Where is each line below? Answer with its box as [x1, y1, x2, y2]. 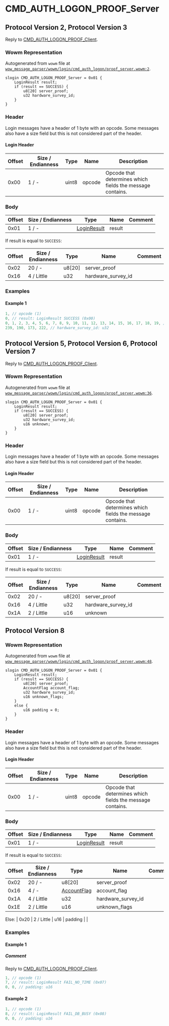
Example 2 [5, 995, 28, 1001]
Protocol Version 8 [5, 626, 65, 635]
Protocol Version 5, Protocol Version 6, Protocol [5, 339, 157, 348]
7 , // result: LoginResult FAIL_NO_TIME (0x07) [5, 980, 107, 985]
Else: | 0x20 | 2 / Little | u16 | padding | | [5, 916, 88, 922]
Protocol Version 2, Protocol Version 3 [5, 23, 127, 32]
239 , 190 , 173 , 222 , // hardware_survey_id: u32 [5, 325, 109, 330]
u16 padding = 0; [23, 707, 59, 713]
